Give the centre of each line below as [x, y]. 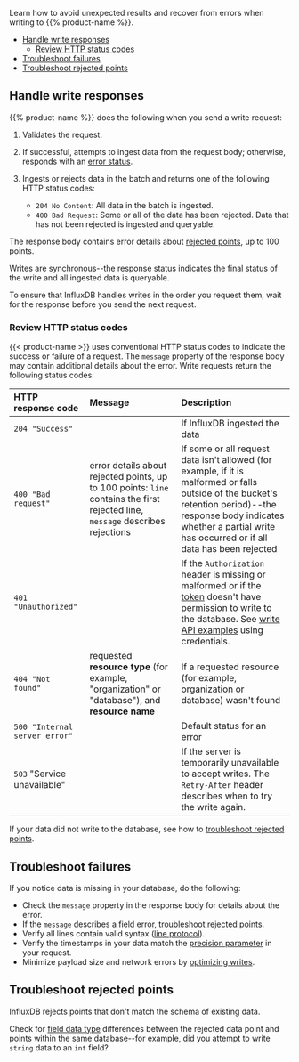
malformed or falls [219, 482]
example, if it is [213, 471]
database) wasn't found [231, 701]
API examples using [222, 630]
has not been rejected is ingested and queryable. [125, 224]
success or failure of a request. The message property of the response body [147, 356]
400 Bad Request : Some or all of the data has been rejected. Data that [162, 215]
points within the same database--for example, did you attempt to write [140, 1038]
